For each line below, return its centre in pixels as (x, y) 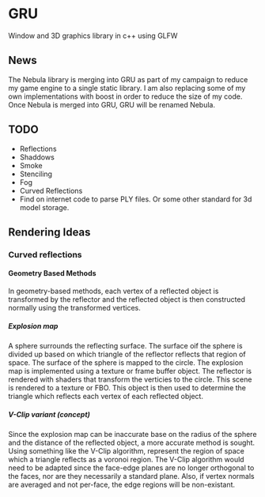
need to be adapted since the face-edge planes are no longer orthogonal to (131, 468)
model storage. (44, 207)
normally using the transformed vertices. (74, 308)
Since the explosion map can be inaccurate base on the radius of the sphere (132, 435)
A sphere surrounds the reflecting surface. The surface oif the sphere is (125, 346)
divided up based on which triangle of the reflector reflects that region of (127, 354)
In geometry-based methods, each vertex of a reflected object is (114, 291)
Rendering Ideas (49, 232)
